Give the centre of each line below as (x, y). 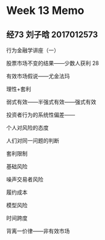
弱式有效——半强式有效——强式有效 (51, 102)
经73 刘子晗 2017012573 (52, 34)
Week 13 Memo (45, 11)
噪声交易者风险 (25, 179)
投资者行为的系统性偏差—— (41, 115)
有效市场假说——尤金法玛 (38, 76)
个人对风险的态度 (27, 128)
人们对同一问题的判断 (33, 141)
